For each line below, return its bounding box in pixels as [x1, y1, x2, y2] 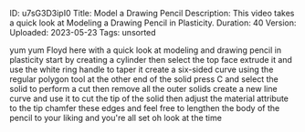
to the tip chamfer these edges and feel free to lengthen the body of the [9, 103, 280, 113]
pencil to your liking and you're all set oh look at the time [9, 113, 222, 123]
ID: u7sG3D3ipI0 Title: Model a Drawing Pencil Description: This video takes [9, 8, 295, 18]
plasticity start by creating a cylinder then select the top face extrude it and [9, 55, 292, 65]
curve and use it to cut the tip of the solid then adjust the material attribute [9, 93, 289, 104]
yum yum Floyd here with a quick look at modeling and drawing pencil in [9, 45, 281, 56]
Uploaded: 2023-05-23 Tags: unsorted [9, 27, 157, 37]
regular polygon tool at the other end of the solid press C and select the [9, 74, 279, 85]
